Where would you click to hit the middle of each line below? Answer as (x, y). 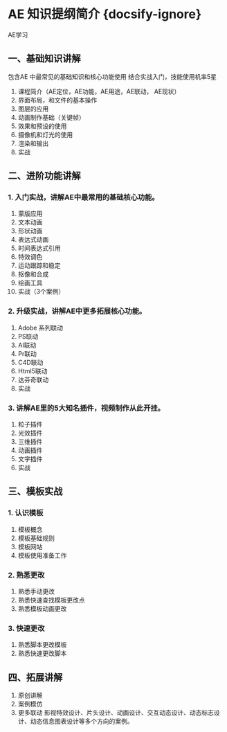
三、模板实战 (35, 491)
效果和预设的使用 (42, 126)
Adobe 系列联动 (40, 328)
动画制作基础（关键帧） (51, 117)
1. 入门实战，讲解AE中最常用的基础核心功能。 (83, 197)
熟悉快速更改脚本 (42, 653)
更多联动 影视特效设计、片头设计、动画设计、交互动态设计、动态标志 (116, 713)
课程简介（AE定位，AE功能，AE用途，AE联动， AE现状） (99, 91)
